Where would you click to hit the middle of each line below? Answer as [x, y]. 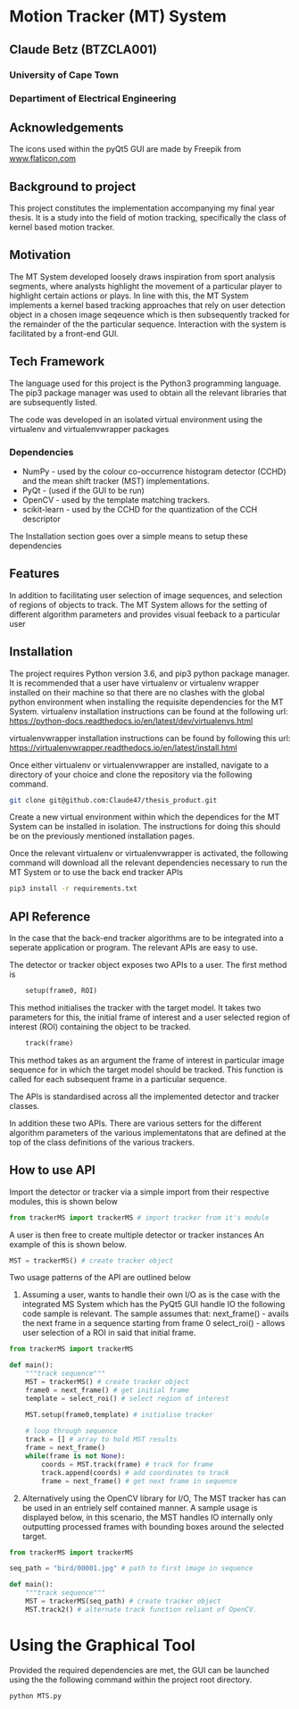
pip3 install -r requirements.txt [74, 889]
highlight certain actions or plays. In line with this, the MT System [129, 296]
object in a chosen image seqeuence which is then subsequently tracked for [149, 314]
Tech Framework [57, 362]
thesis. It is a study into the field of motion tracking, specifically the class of [148, 218]
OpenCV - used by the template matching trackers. [116, 500]
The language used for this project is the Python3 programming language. [145, 383]
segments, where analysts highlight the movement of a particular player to [146, 286]
